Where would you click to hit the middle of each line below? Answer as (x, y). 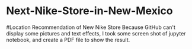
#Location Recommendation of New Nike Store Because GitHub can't (91, 27)
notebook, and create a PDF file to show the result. (68, 40)
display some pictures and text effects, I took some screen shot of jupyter (96, 33)
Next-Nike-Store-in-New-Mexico (89, 11)
